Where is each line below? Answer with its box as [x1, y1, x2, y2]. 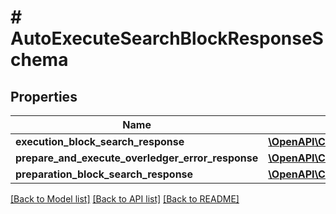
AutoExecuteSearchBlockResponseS [10, 27, 324, 50]
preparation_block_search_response [15, 167, 194, 181]
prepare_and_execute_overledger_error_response [15, 151, 259, 165]
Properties [10, 88, 78, 105]
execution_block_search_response [15, 135, 185, 148]
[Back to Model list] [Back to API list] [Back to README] [10, 193, 240, 205]
